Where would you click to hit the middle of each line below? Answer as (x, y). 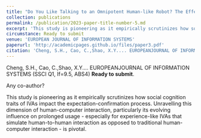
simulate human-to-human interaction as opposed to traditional (84, 122)
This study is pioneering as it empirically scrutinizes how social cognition (96, 97)
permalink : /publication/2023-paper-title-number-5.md (76, 23)
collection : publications (38, 17)
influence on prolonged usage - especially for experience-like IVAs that (94, 116)
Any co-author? (25, 85)
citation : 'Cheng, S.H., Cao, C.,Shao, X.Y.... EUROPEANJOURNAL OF (92, 51)
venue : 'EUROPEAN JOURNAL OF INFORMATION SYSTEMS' (71, 39)
